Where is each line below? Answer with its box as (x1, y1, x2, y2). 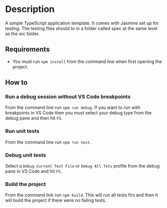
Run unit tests (5, 127, 40, 134)
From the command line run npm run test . (5, 139, 91, 145)
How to (5, 78, 28, 87)
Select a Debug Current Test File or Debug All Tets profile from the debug (5, 163, 160, 169)
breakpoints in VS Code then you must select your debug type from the (5, 110, 152, 116)
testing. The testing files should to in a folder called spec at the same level (5, 25, 158, 31)
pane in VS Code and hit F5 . (5, 168, 62, 174)
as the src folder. (5, 30, 40, 36)
